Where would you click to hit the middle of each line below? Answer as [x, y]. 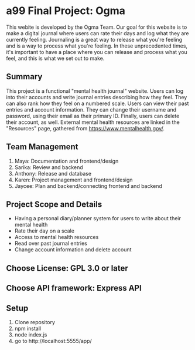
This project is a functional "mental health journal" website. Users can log [95, 91]
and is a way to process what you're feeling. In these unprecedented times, [97, 46]
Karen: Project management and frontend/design [73, 180]
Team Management [42, 147]
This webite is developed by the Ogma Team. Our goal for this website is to [97, 27]
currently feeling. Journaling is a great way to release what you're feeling [94, 39]
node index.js [31, 334]
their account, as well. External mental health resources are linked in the [93, 122]
